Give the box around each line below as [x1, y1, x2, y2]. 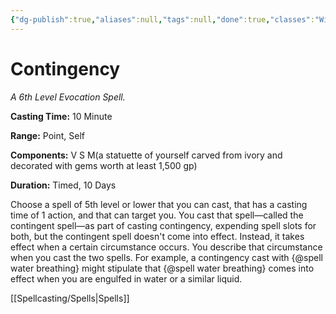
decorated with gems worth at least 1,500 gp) [10, 159, 198, 171]
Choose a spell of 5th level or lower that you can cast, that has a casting [10, 198, 308, 210]
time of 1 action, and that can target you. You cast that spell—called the [10, 209, 304, 221]
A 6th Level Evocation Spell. [10, 91, 126, 103]
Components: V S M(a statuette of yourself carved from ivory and [10, 149, 283, 161]
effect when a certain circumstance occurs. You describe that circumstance [10, 241, 323, 253]
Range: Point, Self [10, 129, 85, 141]
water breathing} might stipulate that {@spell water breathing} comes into [10, 262, 315, 274]
